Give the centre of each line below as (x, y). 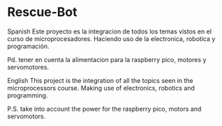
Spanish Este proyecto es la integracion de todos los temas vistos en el (109, 31)
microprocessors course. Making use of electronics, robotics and (101, 88)
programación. (28, 46)
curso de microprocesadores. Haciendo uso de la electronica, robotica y (111, 38)
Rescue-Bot (43, 12)
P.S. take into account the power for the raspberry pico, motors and (104, 109)
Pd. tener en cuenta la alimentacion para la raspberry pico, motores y (107, 59)
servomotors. (27, 116)
